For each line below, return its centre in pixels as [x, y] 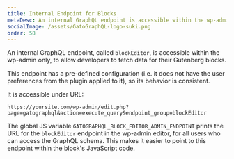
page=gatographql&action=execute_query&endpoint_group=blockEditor [107, 113]
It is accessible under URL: [46, 94]
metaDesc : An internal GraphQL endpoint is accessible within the [106, 20]
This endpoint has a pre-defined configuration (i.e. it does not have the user [116, 74]
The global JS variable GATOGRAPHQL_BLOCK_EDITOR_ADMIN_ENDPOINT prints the [116, 126]
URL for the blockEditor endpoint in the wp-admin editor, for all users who [114, 133]
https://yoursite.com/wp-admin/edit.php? [68, 107]
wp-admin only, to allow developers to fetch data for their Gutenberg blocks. [117, 60]
